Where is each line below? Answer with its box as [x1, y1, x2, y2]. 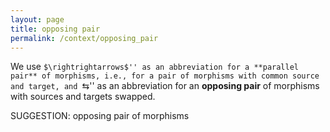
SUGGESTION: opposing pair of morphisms [10, 110, 190, 122]
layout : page [10, 14, 65, 25]
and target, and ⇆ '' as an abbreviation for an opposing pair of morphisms [10, 80, 320, 92]
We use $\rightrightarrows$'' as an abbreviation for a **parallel [10, 61, 300, 73]
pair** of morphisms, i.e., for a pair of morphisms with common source [10, 71, 320, 81]
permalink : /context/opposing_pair [10, 33, 159, 43]
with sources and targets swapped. [10, 91, 156, 103]
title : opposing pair [10, 24, 101, 34]
